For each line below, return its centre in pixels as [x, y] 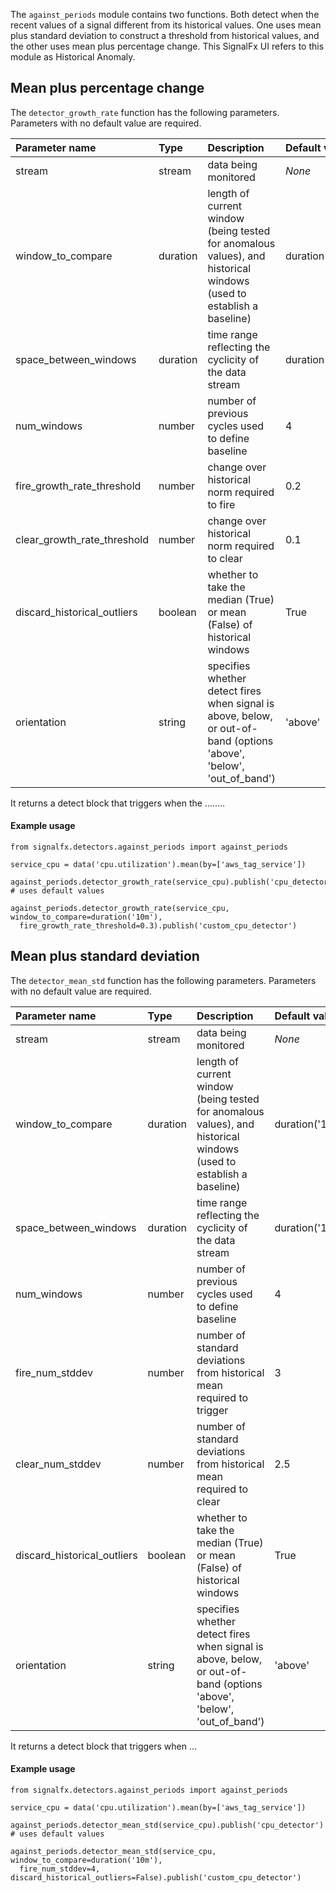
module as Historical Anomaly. [73, 57]
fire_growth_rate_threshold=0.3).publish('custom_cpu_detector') [158, 926]
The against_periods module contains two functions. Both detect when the [165, 14]
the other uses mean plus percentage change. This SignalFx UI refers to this [167, 46]
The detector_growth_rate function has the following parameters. [145, 112]
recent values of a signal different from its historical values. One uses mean [166, 25]
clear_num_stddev [58, 1464]
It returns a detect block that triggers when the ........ [118, 803]
